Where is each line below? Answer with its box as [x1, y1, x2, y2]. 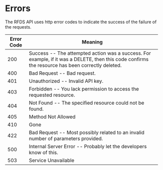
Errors [5, 3, 31, 14]
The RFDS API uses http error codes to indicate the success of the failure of [5, 19, 157, 25]
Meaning [81, 38, 103, 45]
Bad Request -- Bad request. [29, 70, 96, 77]
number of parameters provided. [29, 135, 103, 142]
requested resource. [29, 92, 75, 98]
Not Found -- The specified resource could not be [29, 99, 145, 106]
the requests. [5, 24, 32, 30]
